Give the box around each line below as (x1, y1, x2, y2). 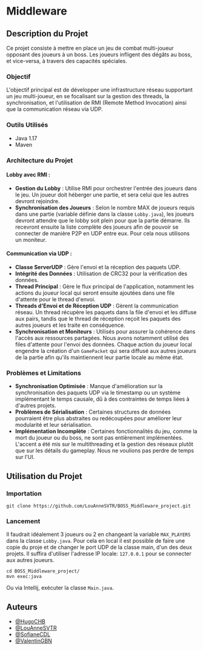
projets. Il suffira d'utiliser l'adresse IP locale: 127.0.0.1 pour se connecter (6, 550, 192, 557)
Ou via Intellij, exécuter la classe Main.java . (6, 584, 114, 592)
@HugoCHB (15, 618, 45, 625)
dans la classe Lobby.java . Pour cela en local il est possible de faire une (6, 537, 185, 544)
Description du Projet (6, 28, 88, 39)
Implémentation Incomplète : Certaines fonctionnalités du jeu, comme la (15, 427, 198, 435)
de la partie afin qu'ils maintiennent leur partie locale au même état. (15, 353, 184, 361)
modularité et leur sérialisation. (15, 421, 93, 429)
